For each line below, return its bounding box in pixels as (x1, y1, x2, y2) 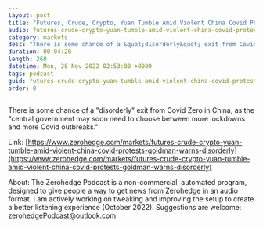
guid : (8, 77, 26, 85)
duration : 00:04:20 (8, 48, 72, 56)
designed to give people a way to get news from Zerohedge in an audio (8, 186, 239, 196)
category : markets (8, 33, 68, 42)
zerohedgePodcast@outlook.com (8, 211, 117, 220)
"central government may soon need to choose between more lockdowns (8, 114, 245, 124)
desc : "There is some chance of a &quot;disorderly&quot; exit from (8, 41, 236, 49)
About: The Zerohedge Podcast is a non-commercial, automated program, (8, 178, 247, 187)
